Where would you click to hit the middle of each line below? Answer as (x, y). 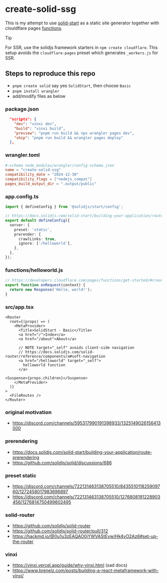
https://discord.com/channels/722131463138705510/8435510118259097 (86, 486)
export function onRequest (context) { (45, 285)
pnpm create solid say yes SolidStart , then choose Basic (72, 85)
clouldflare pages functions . (34, 28)
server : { (20, 225)
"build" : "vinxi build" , (40, 128)
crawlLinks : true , (37, 239)
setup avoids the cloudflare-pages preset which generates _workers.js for (82, 53)
